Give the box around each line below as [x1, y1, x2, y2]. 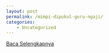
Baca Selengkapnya [6, 40, 54, 47]
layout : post [6, 8, 38, 14]
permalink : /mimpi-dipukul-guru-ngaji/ [6, 14, 104, 20]
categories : [6, 19, 35, 25]
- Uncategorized [16, 24, 57, 31]
